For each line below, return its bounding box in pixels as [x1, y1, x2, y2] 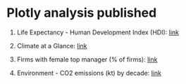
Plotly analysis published [6, 5, 157, 21]
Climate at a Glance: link [16, 41, 87, 50]
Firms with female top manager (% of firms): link [16, 55, 158, 64]
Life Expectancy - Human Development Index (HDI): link [16, 28, 180, 36]
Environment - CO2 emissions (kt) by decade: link [16, 69, 161, 77]
